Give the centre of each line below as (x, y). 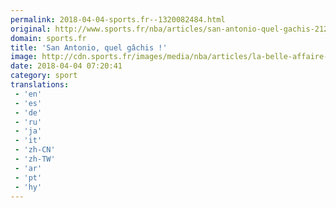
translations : (40, 85)
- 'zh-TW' (35, 159)
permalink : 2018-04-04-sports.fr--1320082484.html (118, 19)
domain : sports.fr (48, 38)
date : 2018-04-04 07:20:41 (66, 66)
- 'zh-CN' (35, 150)
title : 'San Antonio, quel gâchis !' (89, 47)
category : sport (44, 76)
